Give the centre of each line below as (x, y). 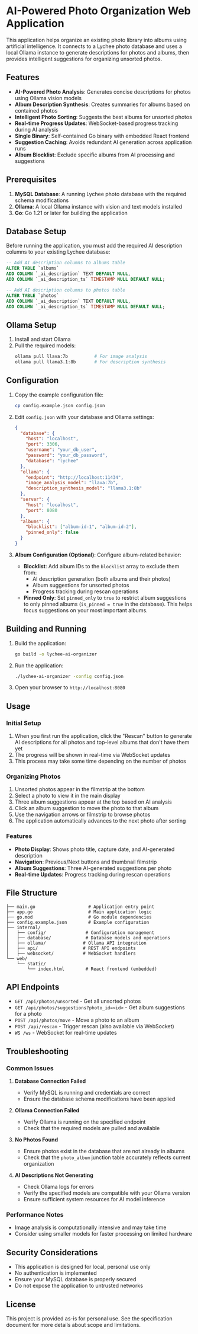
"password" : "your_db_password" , (67, 455)
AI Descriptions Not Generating (54, 1175)
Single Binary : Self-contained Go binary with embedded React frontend (102, 136)
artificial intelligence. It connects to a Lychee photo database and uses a (94, 46)
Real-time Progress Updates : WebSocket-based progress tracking (96, 123)
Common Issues (30, 1068)
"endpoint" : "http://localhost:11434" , (75, 477)
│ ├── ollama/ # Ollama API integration (76, 943)
